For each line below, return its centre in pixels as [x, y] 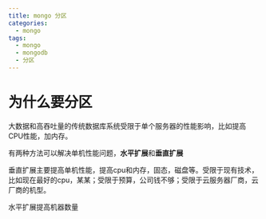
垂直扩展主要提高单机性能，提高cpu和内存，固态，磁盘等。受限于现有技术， [133, 169]
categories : [28, 23]
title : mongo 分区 [38, 16]
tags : [17, 38]
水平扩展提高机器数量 [43, 207]
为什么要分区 [51, 103]
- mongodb [32, 53]
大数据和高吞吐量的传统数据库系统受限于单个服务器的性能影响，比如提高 [127, 125]
